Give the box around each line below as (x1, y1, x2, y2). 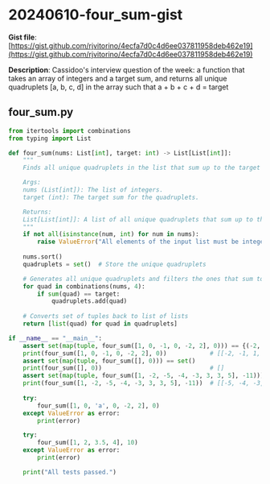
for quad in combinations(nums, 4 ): (22, 282, 146, 291)
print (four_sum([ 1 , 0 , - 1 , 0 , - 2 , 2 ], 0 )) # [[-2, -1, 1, (22, 349, 261, 358)
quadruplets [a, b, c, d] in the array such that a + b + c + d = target (8, 82, 229, 92)
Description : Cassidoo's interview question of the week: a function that (8, 64, 245, 74)
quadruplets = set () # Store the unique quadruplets (22, 260, 207, 268)
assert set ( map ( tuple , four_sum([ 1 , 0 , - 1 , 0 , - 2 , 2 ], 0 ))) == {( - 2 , (22, 341, 261, 350)
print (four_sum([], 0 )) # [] (22, 364, 225, 372)
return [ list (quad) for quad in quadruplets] (22, 320, 178, 328)
